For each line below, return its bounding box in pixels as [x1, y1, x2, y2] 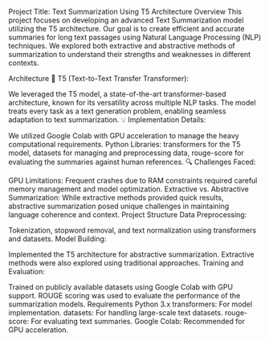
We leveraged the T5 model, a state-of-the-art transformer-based [8, 89, 226, 99]
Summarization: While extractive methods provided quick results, [8, 193, 224, 202]
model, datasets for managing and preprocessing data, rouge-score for [8, 148, 245, 158]
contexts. [8, 58, 39, 68]
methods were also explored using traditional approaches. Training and [8, 258, 244, 268]
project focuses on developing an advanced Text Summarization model [8, 15, 244, 25]
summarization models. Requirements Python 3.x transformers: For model [8, 299, 253, 309]
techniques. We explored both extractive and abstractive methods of [8, 41, 235, 51]
